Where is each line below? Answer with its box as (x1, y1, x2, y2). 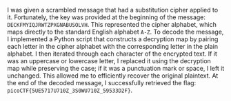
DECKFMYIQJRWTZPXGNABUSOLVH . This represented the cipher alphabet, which (7, 21, 217, 28)
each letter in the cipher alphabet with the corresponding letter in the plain (7, 43, 219, 50)
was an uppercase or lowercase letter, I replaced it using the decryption (7, 57, 212, 65)
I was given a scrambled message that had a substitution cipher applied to (7, 6, 219, 14)
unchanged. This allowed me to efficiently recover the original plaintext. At (7, 71, 219, 80)
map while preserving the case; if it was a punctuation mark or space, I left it (7, 65, 225, 72)
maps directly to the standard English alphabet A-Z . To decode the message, (7, 27, 224, 36)
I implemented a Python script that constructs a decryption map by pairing (7, 35, 219, 43)
